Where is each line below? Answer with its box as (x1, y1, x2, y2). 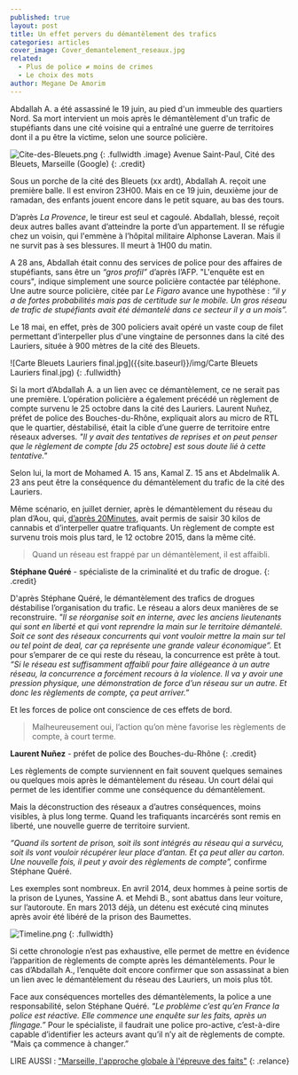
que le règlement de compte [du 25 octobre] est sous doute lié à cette (10, 440, 266, 451)
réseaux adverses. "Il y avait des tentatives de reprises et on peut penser (10, 431, 278, 442)
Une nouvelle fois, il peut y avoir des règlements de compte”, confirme (10, 856, 267, 866)
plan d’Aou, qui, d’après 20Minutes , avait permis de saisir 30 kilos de (10, 512, 261, 524)
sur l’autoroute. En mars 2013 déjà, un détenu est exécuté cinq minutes (10, 902, 270, 913)
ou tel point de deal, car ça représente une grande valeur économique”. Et (10, 640, 282, 651)
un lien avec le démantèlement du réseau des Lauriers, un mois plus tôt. (10, 974, 273, 984)
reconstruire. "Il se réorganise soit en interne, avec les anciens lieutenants (10, 612, 282, 622)
